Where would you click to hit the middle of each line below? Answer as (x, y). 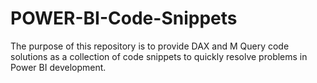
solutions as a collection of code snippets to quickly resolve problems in (159, 56)
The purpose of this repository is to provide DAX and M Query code (150, 46)
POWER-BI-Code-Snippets (124, 18)
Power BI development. (58, 67)
